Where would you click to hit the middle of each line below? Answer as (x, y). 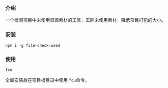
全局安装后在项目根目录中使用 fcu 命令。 (47, 80)
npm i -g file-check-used (33, 45)
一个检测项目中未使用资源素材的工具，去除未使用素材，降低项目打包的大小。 (86, 20)
